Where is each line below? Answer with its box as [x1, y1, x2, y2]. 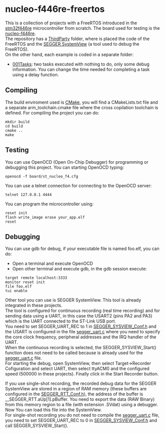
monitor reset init [5, 280, 45, 285]
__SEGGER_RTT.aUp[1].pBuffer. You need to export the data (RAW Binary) [5, 396, 155, 402]
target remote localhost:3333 [5, 275, 68, 281]
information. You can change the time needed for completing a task [12, 66, 150, 72]
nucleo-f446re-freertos [5, 3, 105, 15]
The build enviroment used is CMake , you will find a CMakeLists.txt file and [5, 99, 158, 105]
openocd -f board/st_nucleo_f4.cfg [5, 174, 79, 179]
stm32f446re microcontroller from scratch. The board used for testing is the [5, 25, 160, 31]
